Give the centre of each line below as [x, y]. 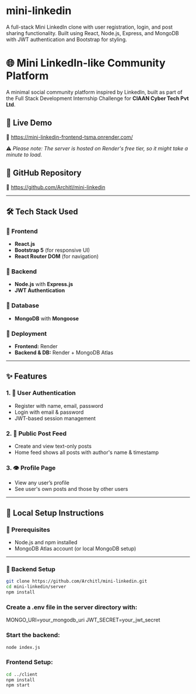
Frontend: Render [36, 346]
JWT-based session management [55, 418]
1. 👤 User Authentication [41, 393]
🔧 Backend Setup [31, 569]
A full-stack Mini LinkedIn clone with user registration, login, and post [90, 27]
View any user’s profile [42, 483]
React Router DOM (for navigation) [57, 256]
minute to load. [24, 154]
